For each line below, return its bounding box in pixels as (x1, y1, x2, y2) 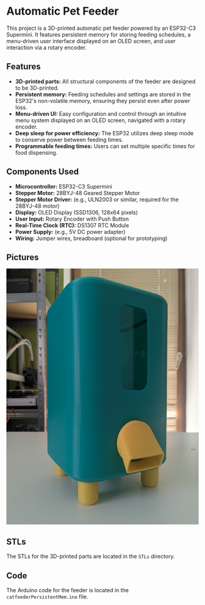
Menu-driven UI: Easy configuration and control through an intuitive (15, 110, 187, 117)
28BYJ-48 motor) (15, 202, 60, 210)
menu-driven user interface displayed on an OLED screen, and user (6, 37, 176, 44)
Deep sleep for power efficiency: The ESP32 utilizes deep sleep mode (15, 129, 194, 136)
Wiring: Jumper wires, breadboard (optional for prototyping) (15, 235, 168, 242)
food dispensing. (15, 149, 58, 156)
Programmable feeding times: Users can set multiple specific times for (15, 142, 195, 150)
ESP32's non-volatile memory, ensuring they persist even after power (15, 97, 190, 104)
